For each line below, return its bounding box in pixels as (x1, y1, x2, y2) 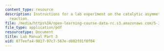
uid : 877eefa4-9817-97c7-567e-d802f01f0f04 (5, 39, 95, 44)
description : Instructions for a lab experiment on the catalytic (5, 12, 143, 17)
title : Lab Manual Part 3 (5, 34, 58, 39)
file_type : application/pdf (5, 25, 62, 30)
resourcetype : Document (5, 30, 54, 34)
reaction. (9, 16, 29, 21)
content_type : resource (5, 7, 54, 12)
